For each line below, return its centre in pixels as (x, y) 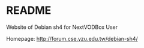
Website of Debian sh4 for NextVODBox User (62, 27)
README (29, 10)
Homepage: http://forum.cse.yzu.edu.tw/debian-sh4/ (72, 38)
